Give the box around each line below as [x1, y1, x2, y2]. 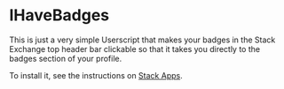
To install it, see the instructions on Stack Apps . [9, 70, 184, 80]
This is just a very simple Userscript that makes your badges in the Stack [9, 34, 276, 45]
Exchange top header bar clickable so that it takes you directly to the [9, 43, 260, 54]
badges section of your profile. [9, 53, 122, 63]
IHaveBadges [9, 5, 110, 26]
